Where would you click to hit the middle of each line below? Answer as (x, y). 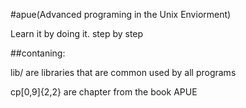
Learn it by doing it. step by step (77, 33)
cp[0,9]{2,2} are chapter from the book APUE (104, 92)
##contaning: (38, 53)
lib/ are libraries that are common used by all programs (123, 72)
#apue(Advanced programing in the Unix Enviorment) (121, 14)
